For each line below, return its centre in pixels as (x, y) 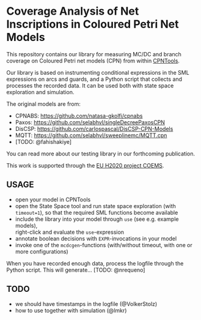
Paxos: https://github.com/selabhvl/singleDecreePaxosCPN (90, 122)
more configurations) (42, 251)
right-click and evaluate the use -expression (69, 232)
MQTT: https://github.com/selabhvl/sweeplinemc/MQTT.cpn (91, 135)
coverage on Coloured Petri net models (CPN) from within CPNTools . (93, 61)
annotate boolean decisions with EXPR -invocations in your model (96, 238)
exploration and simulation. (40, 92)
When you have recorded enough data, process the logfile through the (95, 263)
